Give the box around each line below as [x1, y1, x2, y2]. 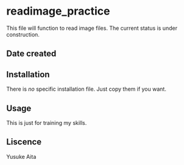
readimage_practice [6, 4, 111, 18]
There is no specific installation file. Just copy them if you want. [6, 85, 166, 93]
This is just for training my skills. [6, 119, 87, 126]
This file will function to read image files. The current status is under [6, 24, 178, 32]
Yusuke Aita [6, 153, 37, 160]
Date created [6, 49, 57, 59]
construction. [6, 30, 40, 38]
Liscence [6, 137, 42, 147]
